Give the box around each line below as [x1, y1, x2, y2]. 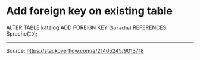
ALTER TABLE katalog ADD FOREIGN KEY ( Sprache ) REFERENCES [6, 24, 167, 31]
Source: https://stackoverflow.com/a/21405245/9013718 [6, 47, 145, 54]
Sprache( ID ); [6, 30, 37, 37]
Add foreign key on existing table [6, 4, 173, 18]
